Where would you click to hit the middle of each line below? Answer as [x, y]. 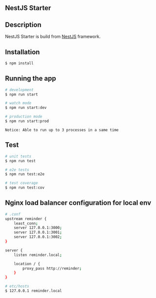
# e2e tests [17, 170]
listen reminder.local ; [38, 255]
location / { [27, 264]
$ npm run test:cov [25, 188]
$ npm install [19, 63]
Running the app [30, 79]
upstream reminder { [26, 219]
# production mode [24, 117]
